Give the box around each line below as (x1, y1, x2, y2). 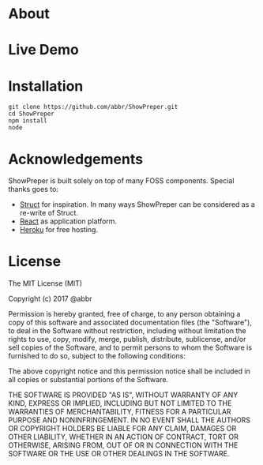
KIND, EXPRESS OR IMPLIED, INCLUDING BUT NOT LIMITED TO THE (8, 399, 232, 408)
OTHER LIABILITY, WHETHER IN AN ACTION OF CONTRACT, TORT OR (8, 432, 239, 442)
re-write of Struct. (19, 208, 79, 218)
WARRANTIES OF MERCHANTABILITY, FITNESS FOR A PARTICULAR (8, 407, 231, 417)
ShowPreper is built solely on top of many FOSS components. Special (8, 176, 235, 186)
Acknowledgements (8, 150, 144, 168)
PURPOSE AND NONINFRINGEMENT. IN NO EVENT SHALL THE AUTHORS (8, 415, 251, 425)
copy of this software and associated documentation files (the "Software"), (8, 317, 253, 328)
